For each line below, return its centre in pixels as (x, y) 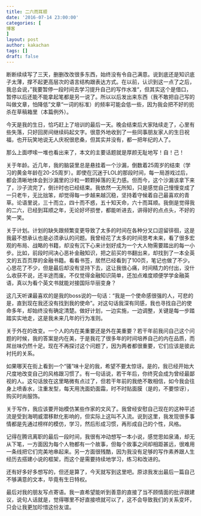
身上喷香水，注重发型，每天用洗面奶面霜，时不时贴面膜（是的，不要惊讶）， (99, 388)
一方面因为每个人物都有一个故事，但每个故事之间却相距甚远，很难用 (111, 444)
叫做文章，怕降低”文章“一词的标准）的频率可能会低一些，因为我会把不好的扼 (100, 104)
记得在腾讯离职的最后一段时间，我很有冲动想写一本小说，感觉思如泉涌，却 (98, 436)
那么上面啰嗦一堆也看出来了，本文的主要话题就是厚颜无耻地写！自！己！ (95, 152)
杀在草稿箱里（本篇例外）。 (39, 112)
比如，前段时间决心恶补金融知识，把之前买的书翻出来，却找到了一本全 (103, 253)
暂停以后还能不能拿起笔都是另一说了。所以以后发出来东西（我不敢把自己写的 (100, 97)
